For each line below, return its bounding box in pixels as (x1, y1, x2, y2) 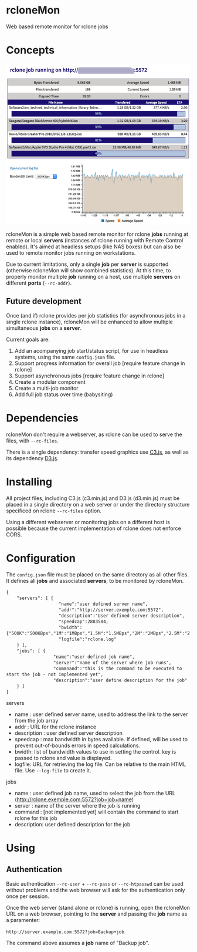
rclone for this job (14, 814, 57, 822)
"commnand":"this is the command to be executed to (53, 666, 182, 671)
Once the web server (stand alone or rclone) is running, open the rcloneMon (6, 904, 191, 911)
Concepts (6, 43, 55, 57)
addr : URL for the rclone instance (14, 723, 97, 730)
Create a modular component (14, 378, 86, 385)
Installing (6, 475, 53, 488)
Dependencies (6, 411, 79, 424)
